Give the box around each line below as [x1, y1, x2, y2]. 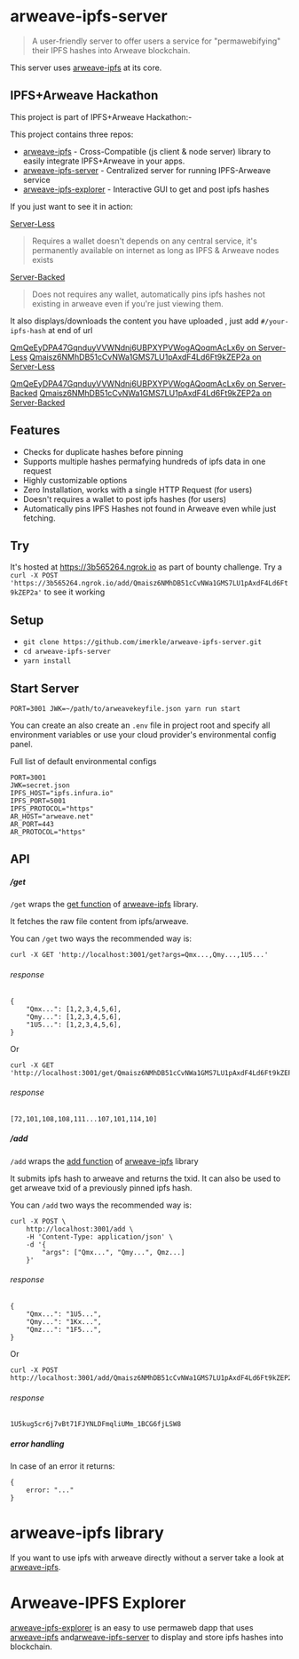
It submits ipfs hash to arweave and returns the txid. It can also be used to [10, 1173, 281, 1184]
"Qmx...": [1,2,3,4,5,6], [26, 1004, 122, 1014]
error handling [10, 1438, 65, 1449]
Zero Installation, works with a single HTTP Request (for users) [22, 484, 253, 495]
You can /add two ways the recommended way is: [10, 1200, 192, 1210]
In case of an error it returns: [10, 1461, 115, 1472]
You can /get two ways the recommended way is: [10, 933, 192, 944]
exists [31, 254, 54, 265]
